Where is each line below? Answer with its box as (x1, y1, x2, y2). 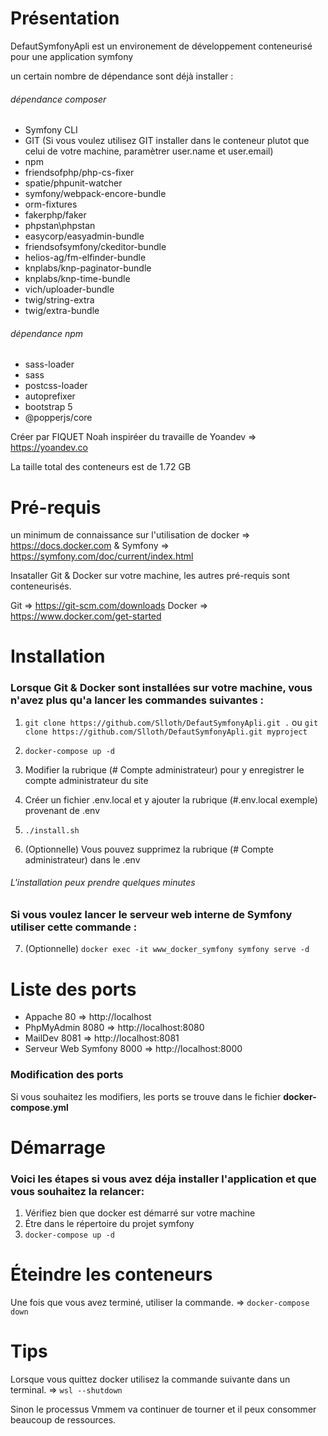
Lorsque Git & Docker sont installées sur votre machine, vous (10, 681, 313, 695)
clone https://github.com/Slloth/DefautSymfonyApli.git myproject (24, 727, 308, 737)
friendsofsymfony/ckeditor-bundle (24, 241, 167, 253)
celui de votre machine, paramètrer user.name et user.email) (24, 145, 274, 157)
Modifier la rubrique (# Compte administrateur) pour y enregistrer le (24, 763, 305, 776)
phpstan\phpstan (24, 220, 96, 232)
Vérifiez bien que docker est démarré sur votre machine (24, 1207, 256, 1219)
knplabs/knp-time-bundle (24, 273, 131, 285)
